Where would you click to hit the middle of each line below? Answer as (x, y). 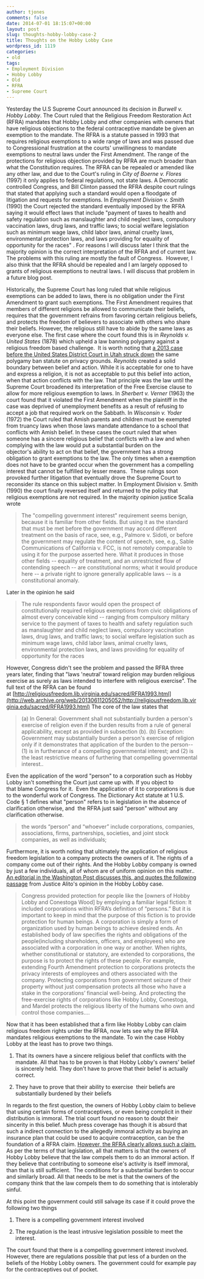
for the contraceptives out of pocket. (52, 1269)
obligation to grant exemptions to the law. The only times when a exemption (101, 458)
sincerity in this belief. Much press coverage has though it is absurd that (97, 1124)
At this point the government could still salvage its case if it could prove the (100, 1201)
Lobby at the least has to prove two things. (60, 1044)
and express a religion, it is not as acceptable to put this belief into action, (99, 374)
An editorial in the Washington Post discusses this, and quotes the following (101, 877)
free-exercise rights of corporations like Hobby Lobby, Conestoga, (104, 999)
